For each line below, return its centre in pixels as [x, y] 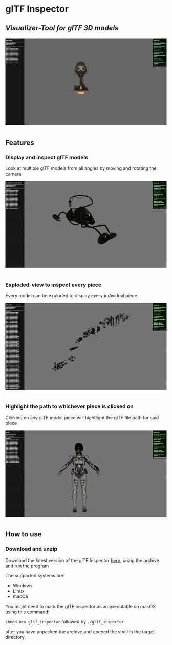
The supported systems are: [35, 575]
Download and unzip [31, 549]
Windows [23, 585]
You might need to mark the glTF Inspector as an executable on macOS [81, 606]
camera [13, 174]
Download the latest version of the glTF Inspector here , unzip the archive [82, 560]
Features [20, 143]
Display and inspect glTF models [47, 157]
